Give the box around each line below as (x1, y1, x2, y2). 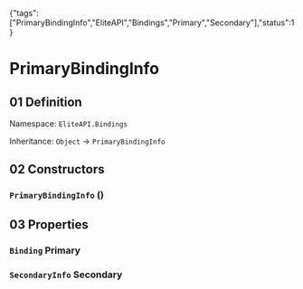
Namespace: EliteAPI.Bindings (9, 118, 128, 129)
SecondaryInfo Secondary (9, 268, 123, 281)
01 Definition (9, 94, 83, 109)
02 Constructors (9, 162, 105, 177)
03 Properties (9, 217, 89, 232)
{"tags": (9, 8, 39, 18)
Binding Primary (9, 244, 81, 256)
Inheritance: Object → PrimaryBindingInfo (9, 135, 166, 146)
